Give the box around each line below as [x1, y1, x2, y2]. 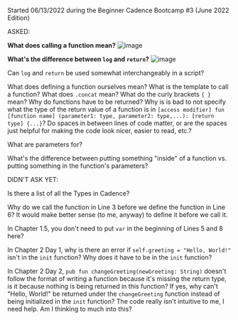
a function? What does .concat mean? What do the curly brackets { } [7, 90, 211, 98]
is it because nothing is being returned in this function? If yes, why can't [7, 282, 218, 290]
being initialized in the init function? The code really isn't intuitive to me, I [7, 297, 225, 305]
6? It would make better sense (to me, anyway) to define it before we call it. [7, 210, 228, 219]
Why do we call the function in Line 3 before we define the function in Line [7, 203, 226, 211]
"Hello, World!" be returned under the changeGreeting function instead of [7, 289, 220, 298]
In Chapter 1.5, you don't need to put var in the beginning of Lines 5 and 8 [7, 224, 224, 233]
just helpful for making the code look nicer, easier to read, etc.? [7, 127, 192, 134]
